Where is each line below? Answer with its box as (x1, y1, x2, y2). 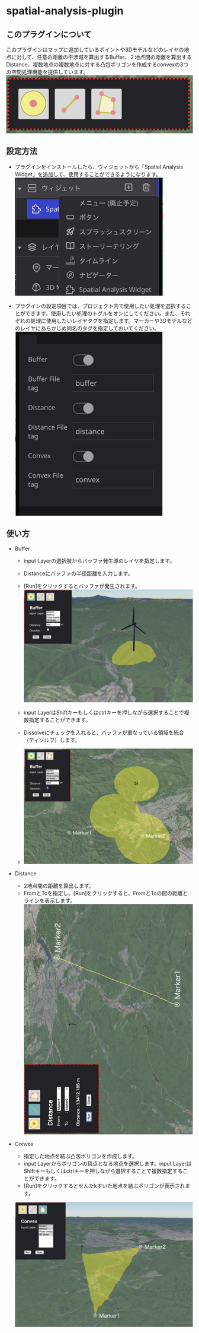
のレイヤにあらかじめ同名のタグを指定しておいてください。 (14, 325, 160, 332)
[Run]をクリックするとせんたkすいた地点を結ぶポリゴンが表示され (23, 1182, 185, 1189)
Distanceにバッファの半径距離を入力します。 (23, 570, 133, 577)
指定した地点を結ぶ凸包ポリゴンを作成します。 (23, 1153, 138, 1160)
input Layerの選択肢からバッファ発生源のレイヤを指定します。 (23, 557, 175, 564)
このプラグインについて (6, 29, 92, 39)
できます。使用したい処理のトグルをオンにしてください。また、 (25, 310, 181, 317)
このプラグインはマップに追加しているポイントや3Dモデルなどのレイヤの (6, 46, 184, 53)
